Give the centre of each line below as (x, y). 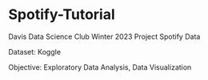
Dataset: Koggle (35, 51)
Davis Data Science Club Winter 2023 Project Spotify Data (104, 36)
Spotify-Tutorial (62, 15)
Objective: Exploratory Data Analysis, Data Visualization (100, 67)
